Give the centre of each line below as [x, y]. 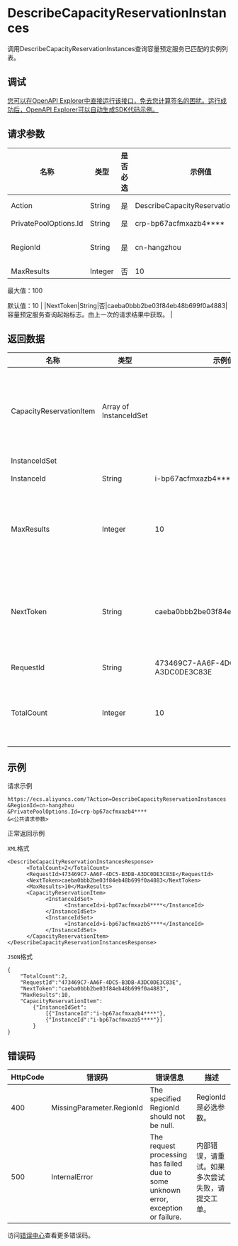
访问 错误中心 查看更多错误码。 [51, 1235]
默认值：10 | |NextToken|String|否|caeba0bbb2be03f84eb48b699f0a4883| [118, 305]
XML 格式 [18, 848]
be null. [162, 1125]
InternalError [72, 1177]
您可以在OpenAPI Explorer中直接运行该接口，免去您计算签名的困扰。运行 [114, 100]
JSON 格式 [20, 957]
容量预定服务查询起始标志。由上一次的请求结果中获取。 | [90, 315]
